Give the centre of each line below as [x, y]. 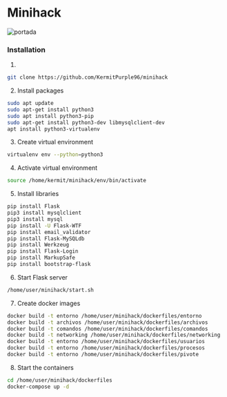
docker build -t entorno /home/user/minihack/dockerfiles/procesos [106, 348]
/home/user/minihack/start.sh [51, 290]
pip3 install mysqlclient [44, 213]
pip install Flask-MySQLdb [46, 239]
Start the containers [45, 367]
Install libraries [38, 194]
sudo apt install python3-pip [51, 116]
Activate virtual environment [57, 168]
